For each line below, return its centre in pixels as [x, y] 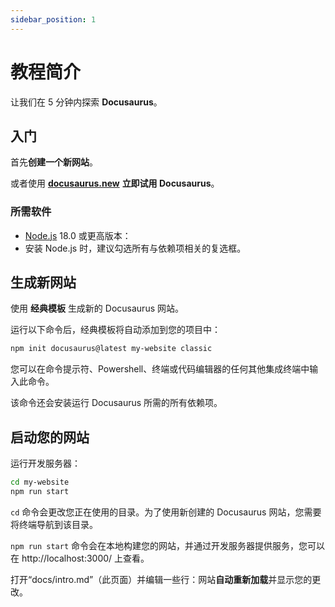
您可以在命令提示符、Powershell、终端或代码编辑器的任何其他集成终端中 [160, 369]
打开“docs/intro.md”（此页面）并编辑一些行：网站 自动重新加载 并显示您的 [161, 579]
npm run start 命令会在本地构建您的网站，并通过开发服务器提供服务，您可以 [168, 545]
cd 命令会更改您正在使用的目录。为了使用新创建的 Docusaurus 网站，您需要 [166, 512]
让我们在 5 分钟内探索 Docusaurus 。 [86, 102]
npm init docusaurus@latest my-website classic [111, 349]
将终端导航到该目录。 [54, 524]
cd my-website [40, 482]
